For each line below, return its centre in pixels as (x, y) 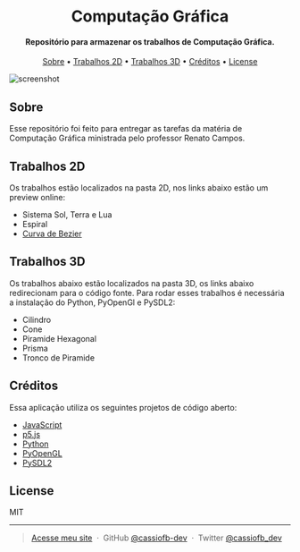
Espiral (35, 225)
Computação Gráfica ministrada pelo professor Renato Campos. (127, 138)
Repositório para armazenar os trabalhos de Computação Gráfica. (150, 41)
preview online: (37, 198)
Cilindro (37, 319)
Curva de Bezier (52, 234)
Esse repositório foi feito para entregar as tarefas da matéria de (126, 129)
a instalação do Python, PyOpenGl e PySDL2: (92, 302)
